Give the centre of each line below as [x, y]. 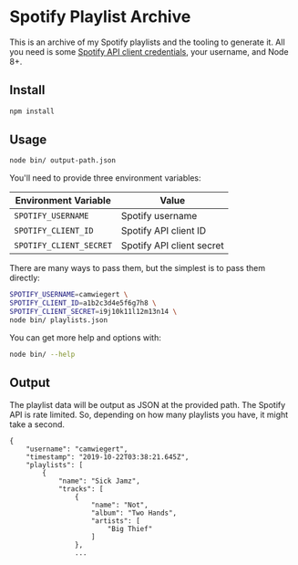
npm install [32, 111]
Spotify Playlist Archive [100, 17]
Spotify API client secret [173, 246]
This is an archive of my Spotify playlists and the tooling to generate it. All [147, 42]
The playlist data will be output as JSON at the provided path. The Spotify [148, 404]
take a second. [37, 424]
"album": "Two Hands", [134, 513]
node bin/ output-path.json [63, 161]
